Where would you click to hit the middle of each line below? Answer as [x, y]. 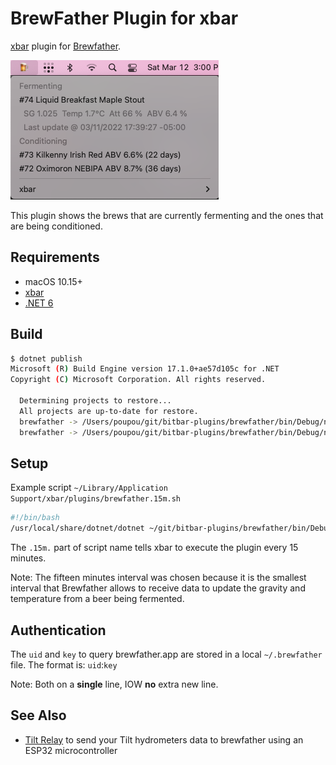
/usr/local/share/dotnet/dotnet [77, 528]
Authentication [58, 630]
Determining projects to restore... [95, 401]
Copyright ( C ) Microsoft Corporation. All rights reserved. [138, 380]
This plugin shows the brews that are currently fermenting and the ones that [167, 215]
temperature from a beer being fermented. [97, 599]
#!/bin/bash [35, 518]
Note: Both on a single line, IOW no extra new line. [114, 684]
